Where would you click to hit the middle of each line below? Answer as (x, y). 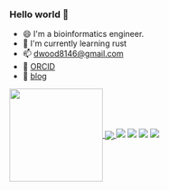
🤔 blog (34, 77)
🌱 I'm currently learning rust (75, 43)
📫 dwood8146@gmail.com (73, 54)
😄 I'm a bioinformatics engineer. (83, 34)
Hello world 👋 (39, 14)
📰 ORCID (39, 67)
